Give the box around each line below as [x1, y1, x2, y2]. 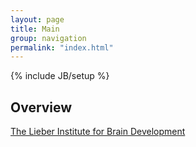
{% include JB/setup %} [10, 70, 110, 82]
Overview [10, 99, 73, 116]
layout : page [10, 14, 65, 25]
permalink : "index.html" [10, 42, 114, 53]
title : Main [10, 24, 60, 34]
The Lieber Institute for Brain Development [10, 126, 186, 138]
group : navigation [10, 33, 87, 43]
